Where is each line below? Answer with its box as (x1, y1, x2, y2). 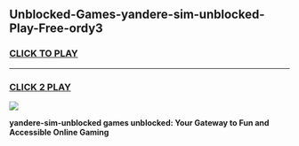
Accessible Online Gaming (9, 127, 109, 137)
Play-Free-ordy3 (9, 21, 104, 36)
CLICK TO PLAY (9, 48, 78, 60)
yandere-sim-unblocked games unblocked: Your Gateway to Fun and (9, 117, 270, 127)
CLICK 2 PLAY (9, 81, 71, 93)
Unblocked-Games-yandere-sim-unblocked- (9, 7, 265, 22)
